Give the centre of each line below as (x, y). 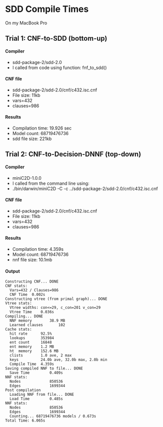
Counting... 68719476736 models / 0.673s (53, 416)
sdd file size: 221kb (32, 139)
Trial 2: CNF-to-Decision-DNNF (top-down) (73, 154)
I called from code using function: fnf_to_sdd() (59, 68)
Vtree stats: (19, 303)
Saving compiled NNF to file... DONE (44, 368)
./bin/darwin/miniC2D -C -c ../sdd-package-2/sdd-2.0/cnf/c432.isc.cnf (85, 188)
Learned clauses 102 (37, 325)
